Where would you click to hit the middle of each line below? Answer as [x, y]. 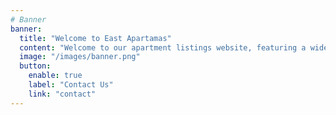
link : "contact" [62, 94]
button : [35, 66]
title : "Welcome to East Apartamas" [95, 38]
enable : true [55, 76]
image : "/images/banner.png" [80, 57]
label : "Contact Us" [71, 85]
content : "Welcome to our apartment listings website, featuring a [163, 47]
